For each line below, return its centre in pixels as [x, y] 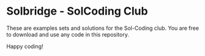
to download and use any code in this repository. [68, 34]
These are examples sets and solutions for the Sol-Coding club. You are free [103, 28]
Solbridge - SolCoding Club [77, 11]
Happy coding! [25, 46]
